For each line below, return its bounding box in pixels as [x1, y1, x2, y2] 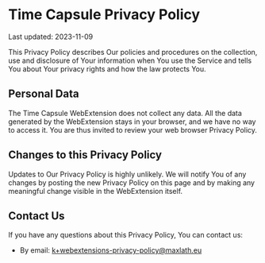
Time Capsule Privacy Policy [8, 6, 201, 24]
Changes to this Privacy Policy [8, 149, 163, 162]
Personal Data [8, 87, 79, 101]
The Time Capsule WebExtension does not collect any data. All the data [8, 108, 242, 118]
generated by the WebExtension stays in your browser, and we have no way [8, 117, 256, 126]
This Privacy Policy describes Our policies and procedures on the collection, [8, 47, 258, 56]
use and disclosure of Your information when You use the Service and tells [8, 56, 252, 65]
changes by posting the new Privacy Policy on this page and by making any [8, 177, 255, 188]
